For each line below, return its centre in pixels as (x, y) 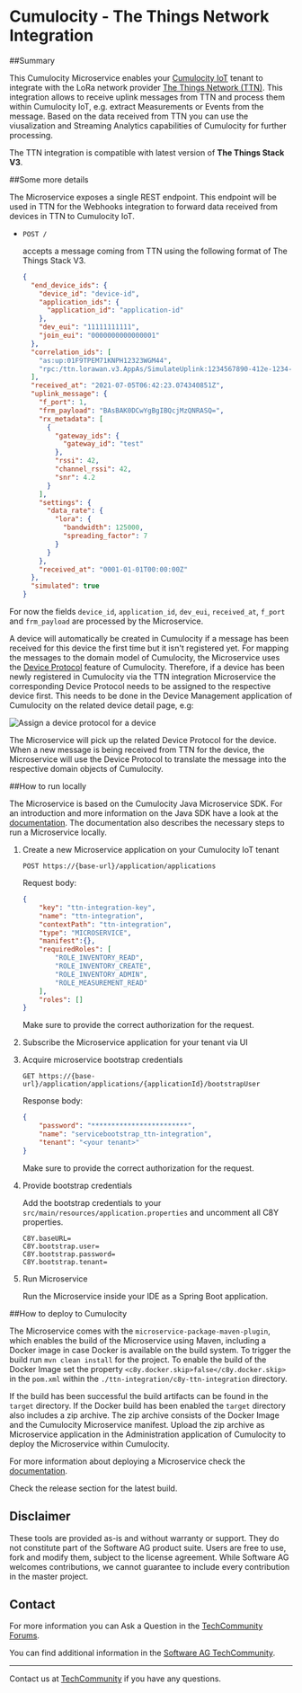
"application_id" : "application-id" (115, 310)
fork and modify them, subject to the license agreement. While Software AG (149, 1557)
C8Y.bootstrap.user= (61, 1246)
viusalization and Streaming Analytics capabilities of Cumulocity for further (148, 125)
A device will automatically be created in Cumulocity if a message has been (149, 639)
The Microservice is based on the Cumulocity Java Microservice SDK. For (146, 804)
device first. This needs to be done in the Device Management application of (151, 696)
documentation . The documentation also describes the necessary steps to (147, 823)
